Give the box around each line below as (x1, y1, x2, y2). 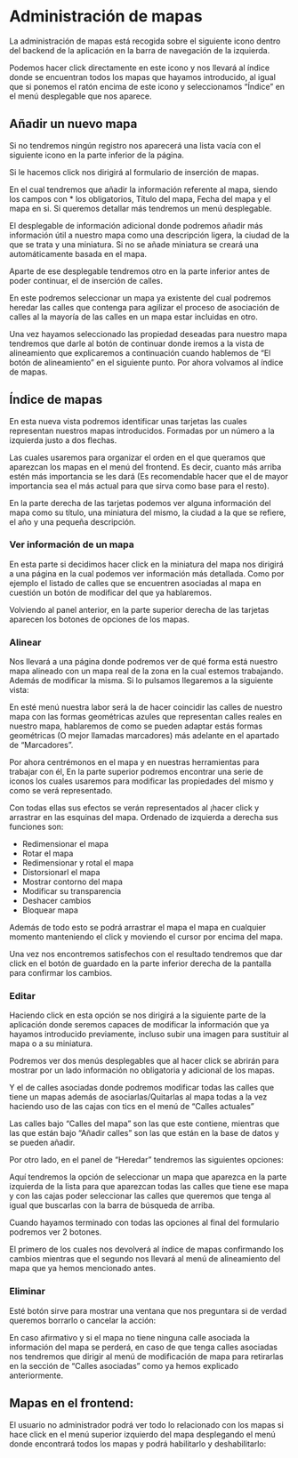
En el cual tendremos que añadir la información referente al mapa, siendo (9, 184, 278, 195)
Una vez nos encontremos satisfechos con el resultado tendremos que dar (9, 949, 283, 960)
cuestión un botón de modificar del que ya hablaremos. (9, 587, 212, 598)
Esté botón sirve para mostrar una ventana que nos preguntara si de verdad (9, 1305, 287, 1316)
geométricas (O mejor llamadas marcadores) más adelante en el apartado (9, 730, 280, 741)
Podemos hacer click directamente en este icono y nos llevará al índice (9, 62, 270, 73)
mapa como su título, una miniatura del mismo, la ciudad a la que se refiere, (9, 507, 286, 518)
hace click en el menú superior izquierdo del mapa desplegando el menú (9, 1429, 276, 1439)
